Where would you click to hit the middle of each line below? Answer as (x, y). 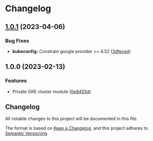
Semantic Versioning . (27, 134)
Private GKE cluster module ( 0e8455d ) (52, 91)
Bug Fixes (17, 41)
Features (16, 81)
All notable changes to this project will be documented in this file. (72, 119)
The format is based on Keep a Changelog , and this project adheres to (76, 128)
